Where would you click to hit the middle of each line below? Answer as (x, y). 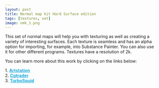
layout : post (18, 9)
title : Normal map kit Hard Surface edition (51, 14)
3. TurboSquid (20, 81)
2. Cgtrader (17, 75)
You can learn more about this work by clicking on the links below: (71, 61)
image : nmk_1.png (22, 23)
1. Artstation (18, 71)
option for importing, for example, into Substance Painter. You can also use (79, 47)
